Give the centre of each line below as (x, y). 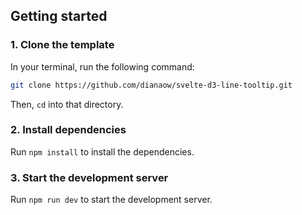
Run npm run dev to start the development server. (111, 200)
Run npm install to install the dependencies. (102, 151)
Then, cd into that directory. (67, 104)
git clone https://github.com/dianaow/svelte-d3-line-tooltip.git (151, 85)
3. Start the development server (89, 177)
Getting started (59, 16)
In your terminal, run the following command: (102, 66)
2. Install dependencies (68, 130)
